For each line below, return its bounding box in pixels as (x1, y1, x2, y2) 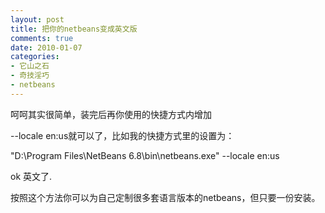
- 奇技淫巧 (10, 71, 50, 81)
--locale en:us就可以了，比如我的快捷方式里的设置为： (10, 129, 235, 141)
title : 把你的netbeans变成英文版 (10, 24, 138, 34)
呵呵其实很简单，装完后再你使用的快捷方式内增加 (10, 108, 212, 120)
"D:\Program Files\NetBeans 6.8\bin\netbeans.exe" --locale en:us (10, 149, 280, 161)
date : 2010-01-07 (10, 42, 83, 53)
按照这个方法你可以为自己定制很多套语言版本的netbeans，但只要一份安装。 (10, 191, 321, 203)
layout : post (10, 14, 65, 25)
